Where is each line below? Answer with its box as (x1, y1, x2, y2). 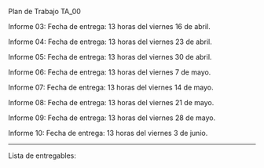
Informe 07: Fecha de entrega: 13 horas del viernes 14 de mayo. (8, 82, 214, 92)
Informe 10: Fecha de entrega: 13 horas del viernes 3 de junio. (8, 129, 208, 137)
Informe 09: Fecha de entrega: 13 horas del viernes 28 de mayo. (8, 113, 216, 122)
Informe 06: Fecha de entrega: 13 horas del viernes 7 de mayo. (8, 68, 211, 77)
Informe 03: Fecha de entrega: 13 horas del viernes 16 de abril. (8, 22, 211, 31)
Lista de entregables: (8, 151, 77, 160)
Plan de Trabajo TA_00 (8, 7, 81, 16)
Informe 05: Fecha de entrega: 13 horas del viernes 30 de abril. (8, 53, 212, 61)
